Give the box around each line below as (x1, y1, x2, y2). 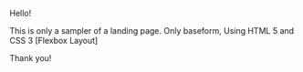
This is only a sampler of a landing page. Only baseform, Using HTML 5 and (9, 26, 295, 36)
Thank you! (9, 53, 52, 63)
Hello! (9, 8, 32, 18)
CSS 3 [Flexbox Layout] (9, 36, 99, 46)
